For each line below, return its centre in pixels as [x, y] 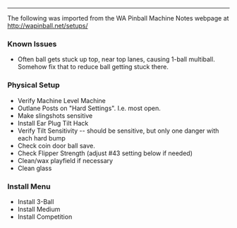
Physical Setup [34, 85]
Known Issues [32, 44]
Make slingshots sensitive [55, 115]
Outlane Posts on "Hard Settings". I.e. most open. [89, 108]
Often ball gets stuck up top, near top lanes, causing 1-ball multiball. [116, 59]
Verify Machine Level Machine [61, 100]
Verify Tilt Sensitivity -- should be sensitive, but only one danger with [118, 131]
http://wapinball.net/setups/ [48, 26]
